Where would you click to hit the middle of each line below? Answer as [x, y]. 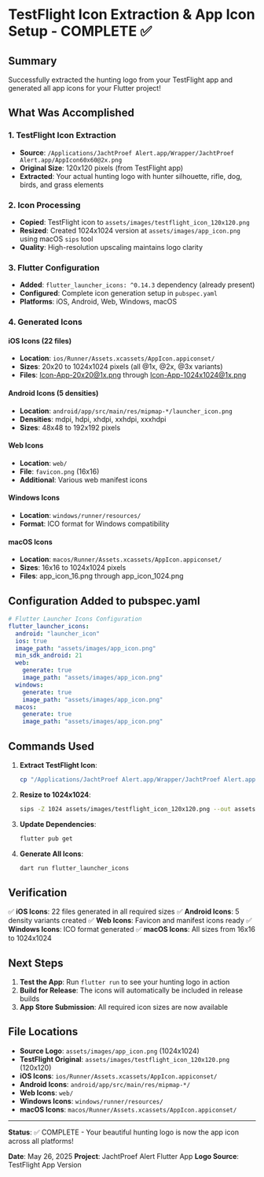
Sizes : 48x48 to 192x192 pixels [70, 427]
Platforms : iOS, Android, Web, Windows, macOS [98, 302]
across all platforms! [41, 1141]
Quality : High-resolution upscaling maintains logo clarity [111, 247]
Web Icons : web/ [46, 1093]
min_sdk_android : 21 [49, 656]
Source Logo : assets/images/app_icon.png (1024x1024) [110, 1051]
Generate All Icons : [51, 854]
